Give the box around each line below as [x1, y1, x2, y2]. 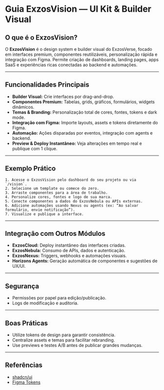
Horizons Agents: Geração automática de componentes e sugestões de [12, 258, 158, 264]
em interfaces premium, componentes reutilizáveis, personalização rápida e [5, 51, 158, 57]
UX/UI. [12, 263, 26, 269]
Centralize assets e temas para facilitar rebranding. [12, 337, 115, 343]
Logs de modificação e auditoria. [12, 300, 79, 306]
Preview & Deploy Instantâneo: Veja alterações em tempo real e [12, 140, 143, 146]
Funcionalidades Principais [5, 81, 89, 89]
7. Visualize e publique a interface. [5, 211, 84, 216]
